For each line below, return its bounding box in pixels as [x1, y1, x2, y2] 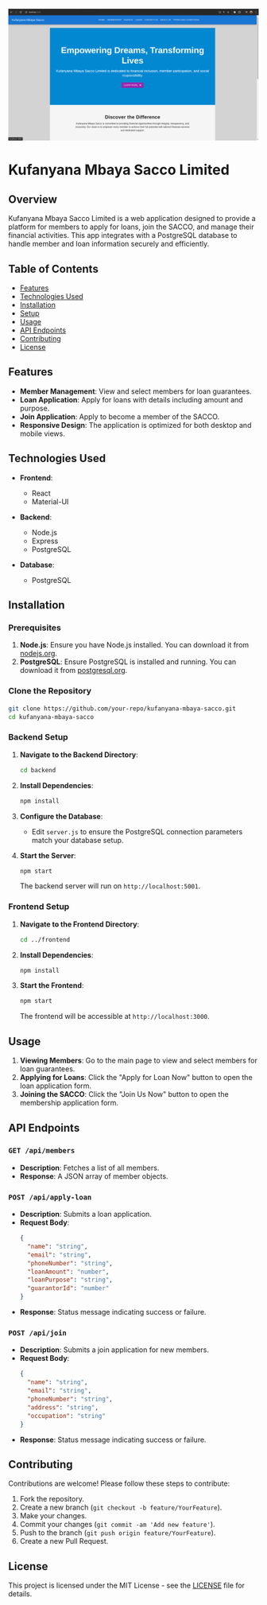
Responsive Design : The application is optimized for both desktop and [19, 420, 252, 429]
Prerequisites [8, 622, 61, 633]
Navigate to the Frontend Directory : [19, 919, 140, 929]
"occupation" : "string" [27, 1412, 106, 1420]
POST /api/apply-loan [8, 1192, 92, 1202]
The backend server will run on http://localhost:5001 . [19, 881, 201, 891]
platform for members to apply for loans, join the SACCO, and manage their [8, 222, 254, 231]
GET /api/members [8, 1146, 75, 1156]
